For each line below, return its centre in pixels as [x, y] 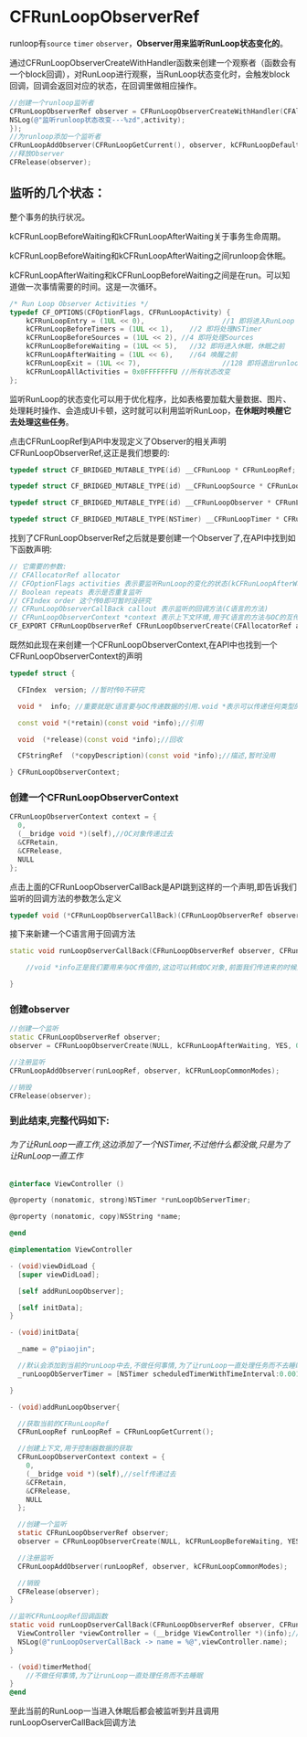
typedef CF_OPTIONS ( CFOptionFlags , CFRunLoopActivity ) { [120, 312]
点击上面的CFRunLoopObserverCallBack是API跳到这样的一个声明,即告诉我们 [153, 886]
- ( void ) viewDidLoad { [53, 1266]
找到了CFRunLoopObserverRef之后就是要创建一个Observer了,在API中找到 [148, 538]
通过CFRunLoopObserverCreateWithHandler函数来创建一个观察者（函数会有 [153, 62]
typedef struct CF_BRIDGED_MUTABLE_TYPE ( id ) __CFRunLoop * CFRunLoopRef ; [153, 470]
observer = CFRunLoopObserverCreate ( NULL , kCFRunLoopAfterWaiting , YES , [151, 1046]
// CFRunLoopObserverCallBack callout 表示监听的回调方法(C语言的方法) [139, 609]
